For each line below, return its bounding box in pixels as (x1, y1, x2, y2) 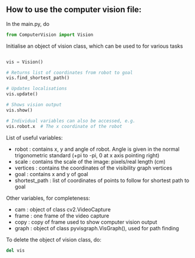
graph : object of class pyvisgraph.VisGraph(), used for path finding (14, 224, 180, 231)
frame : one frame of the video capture (14, 212, 110, 219)
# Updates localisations (6, 85, 67, 92)
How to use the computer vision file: (6, 5, 142, 15)
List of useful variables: (6, 134, 63, 141)
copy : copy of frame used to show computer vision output (14, 218, 157, 226)
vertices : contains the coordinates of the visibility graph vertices (14, 164, 173, 171)
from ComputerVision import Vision (6, 32, 94, 38)
